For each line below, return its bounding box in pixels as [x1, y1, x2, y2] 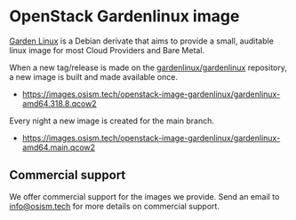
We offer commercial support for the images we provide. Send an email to [9, 191, 280, 201]
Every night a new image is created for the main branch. [9, 115, 215, 126]
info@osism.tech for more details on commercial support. [9, 200, 220, 211]
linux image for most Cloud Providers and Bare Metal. [9, 44, 205, 55]
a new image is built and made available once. [9, 71, 178, 82]
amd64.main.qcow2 [21, 142, 96, 153]
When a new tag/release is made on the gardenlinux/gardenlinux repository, [9, 62, 287, 73]
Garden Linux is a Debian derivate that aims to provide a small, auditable [9, 35, 274, 46]
